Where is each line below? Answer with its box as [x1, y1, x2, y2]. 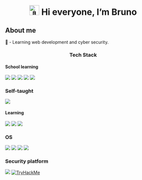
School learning [5, 64, 39, 70]
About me [5, 26, 36, 35]
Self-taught [5, 88, 34, 95]
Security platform [5, 158, 48, 165]
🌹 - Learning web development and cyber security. [5, 39, 109, 45]
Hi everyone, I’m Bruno [41, 6, 137, 18]
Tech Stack [69, 51, 97, 58]
